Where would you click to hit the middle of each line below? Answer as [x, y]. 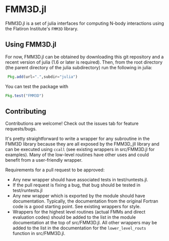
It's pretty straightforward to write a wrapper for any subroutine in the [77, 139]
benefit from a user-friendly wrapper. [44, 160]
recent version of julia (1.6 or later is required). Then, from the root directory [84, 62]
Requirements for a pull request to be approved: [55, 170]
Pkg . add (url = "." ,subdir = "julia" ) [43, 77]
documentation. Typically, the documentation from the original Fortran [85, 201]
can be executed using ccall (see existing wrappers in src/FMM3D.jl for [80, 150]
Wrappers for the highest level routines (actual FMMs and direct [79, 212]
